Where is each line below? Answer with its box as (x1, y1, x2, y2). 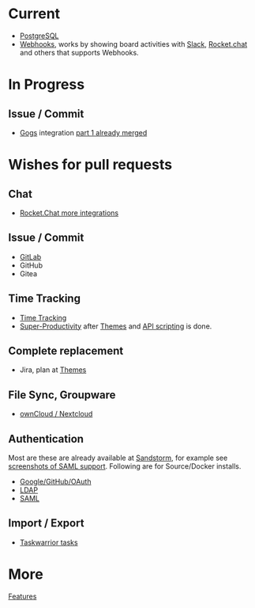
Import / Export (8, 516, 84, 530)
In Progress (8, 76, 85, 93)
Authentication (8, 432, 84, 446)
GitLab (19, 252, 42, 261)
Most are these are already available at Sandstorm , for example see (8, 453, 228, 462)
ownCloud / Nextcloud (19, 409, 93, 419)
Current (8, 5, 61, 23)
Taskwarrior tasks (19, 538, 78, 547)
